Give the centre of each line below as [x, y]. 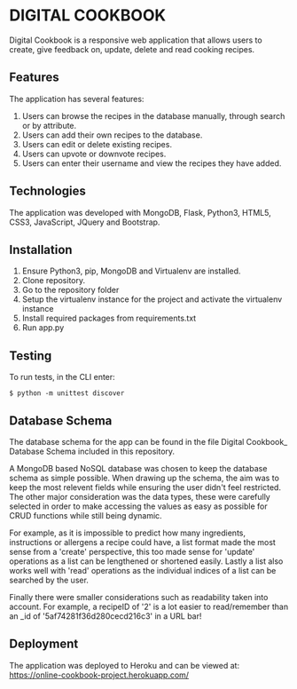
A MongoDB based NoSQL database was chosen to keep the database [138, 468]
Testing [31, 356]
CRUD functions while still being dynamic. [86, 515]
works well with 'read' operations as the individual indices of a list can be [143, 570]
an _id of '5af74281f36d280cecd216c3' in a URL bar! [106, 616]
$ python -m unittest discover [67, 393]
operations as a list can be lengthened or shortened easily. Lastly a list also [146, 561]
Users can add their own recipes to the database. [112, 135]
